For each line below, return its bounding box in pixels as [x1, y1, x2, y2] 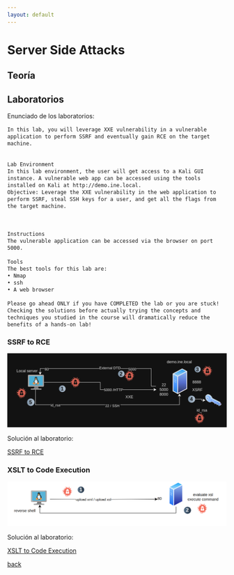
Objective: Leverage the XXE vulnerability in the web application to [7, 189, 217, 196]
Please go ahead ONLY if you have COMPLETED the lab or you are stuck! [7, 300, 219, 308]
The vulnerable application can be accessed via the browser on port [7, 237, 214, 245]
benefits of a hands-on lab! [7, 321, 92, 329]
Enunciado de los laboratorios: [7, 112, 95, 120]
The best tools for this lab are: [7, 265, 108, 273]
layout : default [7, 11, 54, 18]
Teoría [7, 70, 36, 81]
